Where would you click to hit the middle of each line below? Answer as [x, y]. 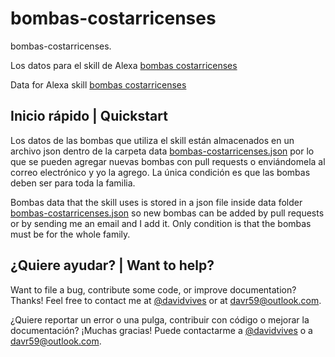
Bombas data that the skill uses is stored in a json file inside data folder [156, 202]
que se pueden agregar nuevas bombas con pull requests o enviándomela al [168, 161]
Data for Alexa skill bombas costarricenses [98, 84]
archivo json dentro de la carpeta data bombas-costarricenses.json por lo [162, 151]
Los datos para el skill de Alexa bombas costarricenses [124, 65]
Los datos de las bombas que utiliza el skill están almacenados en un [152, 140]
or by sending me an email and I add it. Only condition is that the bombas [161, 223]
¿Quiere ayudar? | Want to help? [112, 265]
